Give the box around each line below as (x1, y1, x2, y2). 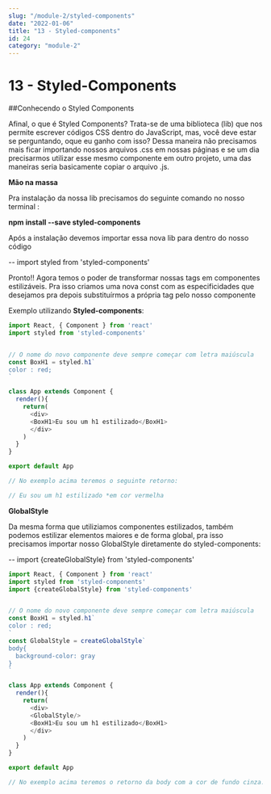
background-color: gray (15, 652, 95, 660)
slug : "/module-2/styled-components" (8, 11, 135, 20)
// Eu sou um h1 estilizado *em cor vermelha (8, 491, 164, 499)
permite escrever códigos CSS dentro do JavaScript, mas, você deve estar (8, 128, 256, 137)
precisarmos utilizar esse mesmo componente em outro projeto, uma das (8, 153, 252, 163)
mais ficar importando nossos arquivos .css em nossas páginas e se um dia (8, 145, 260, 154)
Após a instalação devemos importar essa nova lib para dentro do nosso (8, 233, 249, 243)
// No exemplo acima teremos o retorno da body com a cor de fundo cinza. (8, 778, 265, 786)
